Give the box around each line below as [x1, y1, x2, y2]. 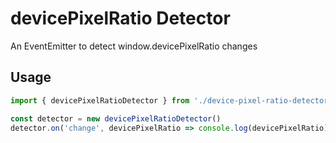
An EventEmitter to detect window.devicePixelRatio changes [10, 40, 258, 52]
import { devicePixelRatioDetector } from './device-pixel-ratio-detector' [10, 95, 333, 106]
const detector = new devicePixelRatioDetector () [10, 113, 222, 124]
